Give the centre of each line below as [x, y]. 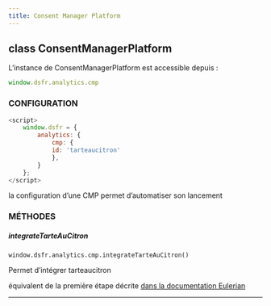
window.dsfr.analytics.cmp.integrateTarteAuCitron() [99, 255]
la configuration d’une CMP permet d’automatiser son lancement [116, 195]
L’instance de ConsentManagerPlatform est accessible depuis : [113, 68]
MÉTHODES [32, 216]
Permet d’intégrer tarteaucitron [60, 270]
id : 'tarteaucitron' [86, 150]
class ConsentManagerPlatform [90, 49]
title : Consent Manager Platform [65, 16]
